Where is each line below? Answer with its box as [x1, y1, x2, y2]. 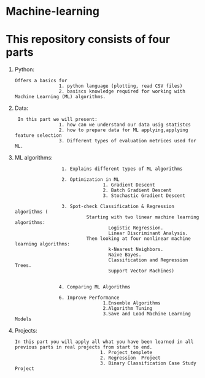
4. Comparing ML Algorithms [58, 284, 131, 290]
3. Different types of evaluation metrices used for [58, 138, 197, 144]
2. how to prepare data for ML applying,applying [58, 127, 188, 133]
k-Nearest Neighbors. [108, 247, 164, 253]
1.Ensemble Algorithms [102, 300, 161, 306]
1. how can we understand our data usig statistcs [58, 121, 191, 128]
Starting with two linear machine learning [86, 214, 199, 220]
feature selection [14, 133, 62, 139]
